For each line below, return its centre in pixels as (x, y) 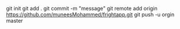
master (15, 21)
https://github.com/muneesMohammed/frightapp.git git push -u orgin (90, 14)
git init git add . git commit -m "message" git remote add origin (82, 8)
